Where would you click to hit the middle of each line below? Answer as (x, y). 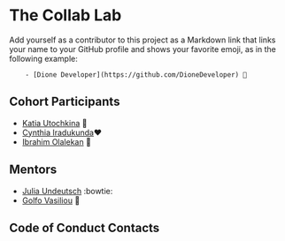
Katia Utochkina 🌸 (54, 123)
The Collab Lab (65, 15)
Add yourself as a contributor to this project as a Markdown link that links (142, 40)
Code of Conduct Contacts (85, 227)
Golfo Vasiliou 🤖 (51, 200)
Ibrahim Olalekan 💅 (56, 141)
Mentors (33, 170)
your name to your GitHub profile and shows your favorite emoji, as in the (142, 49)
